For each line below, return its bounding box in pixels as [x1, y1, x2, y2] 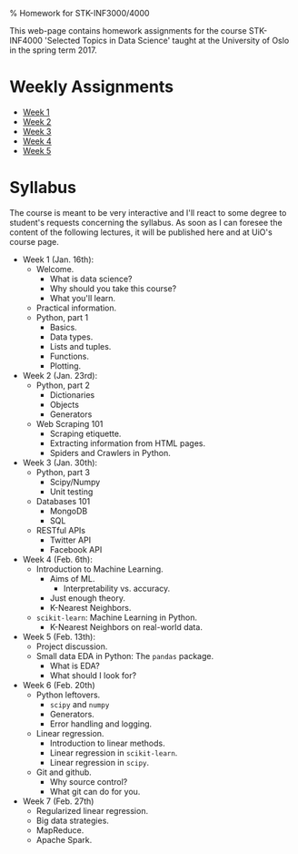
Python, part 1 [35, 311, 89, 322]
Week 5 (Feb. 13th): [22, 631, 95, 642]
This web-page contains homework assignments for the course [9, 25, 247, 36]
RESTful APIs [35, 524, 86, 535]
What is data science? [49, 273, 133, 284]
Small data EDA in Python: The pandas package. [35, 650, 214, 661]
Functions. [49, 351, 89, 361]
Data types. [49, 331, 94, 342]
